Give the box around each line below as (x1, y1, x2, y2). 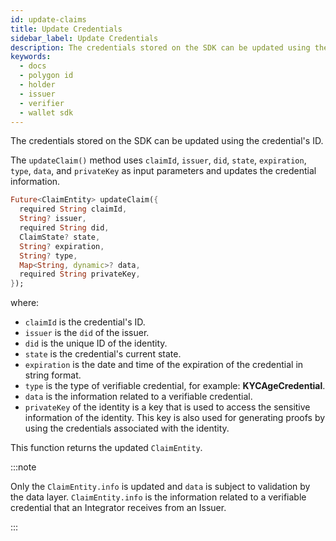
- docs (19, 61, 47, 71)
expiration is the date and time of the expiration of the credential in (24, 359, 304, 371)
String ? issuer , (19, 214, 87, 224)
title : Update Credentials (10, 24, 123, 34)
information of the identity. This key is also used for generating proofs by (24, 412, 326, 424)
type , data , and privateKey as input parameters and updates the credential (10, 165, 317, 177)
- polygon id (19, 71, 74, 81)
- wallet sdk (19, 107, 74, 118)
